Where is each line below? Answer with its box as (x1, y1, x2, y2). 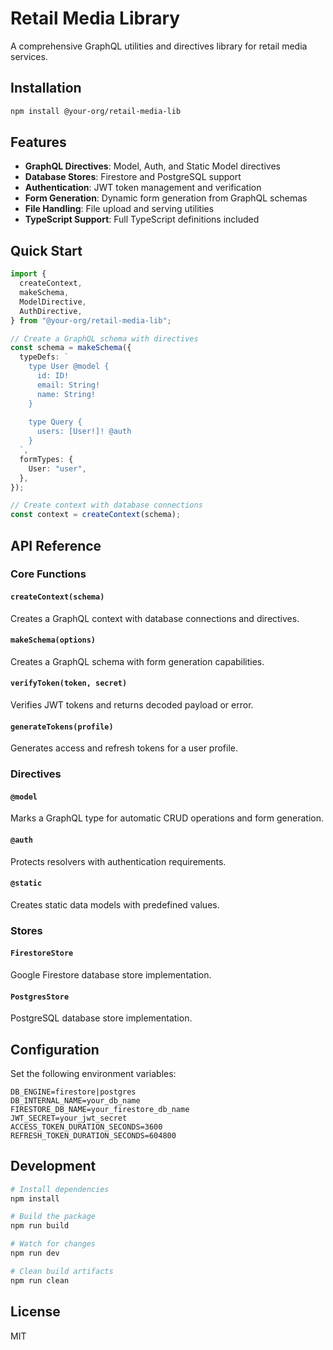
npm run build (10, 1221, 70, 1231)
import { (10, 269, 47, 279)
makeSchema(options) (10, 635, 97, 646)
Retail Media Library (10, 7, 181, 30)
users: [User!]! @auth (36, 427, 132, 437)
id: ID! (36, 371, 70, 381)
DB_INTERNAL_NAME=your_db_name (10, 1095, 141, 1106)
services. (10, 50, 48, 62)
